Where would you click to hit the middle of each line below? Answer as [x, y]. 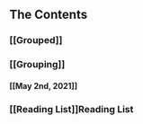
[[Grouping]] [37, 65]
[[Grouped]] [36, 40]
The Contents [49, 15]
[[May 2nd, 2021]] [44, 85]
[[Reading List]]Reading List [71, 109]
